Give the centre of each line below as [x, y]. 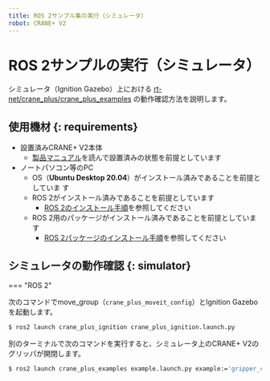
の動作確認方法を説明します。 [182, 99]
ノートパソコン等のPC [57, 168]
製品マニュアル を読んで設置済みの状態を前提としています [127, 158]
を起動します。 [33, 312]
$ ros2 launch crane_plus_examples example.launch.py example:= [118, 369]
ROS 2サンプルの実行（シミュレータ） [135, 65]
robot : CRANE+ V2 [37, 23]
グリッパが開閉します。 [47, 353]
